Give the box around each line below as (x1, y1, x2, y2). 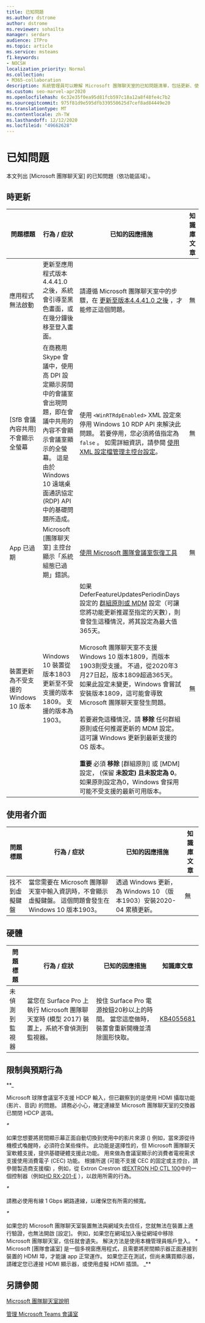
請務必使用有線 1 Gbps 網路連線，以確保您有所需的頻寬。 (6, 1197, 149, 1205)
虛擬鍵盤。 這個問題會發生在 (28, 896, 110, 905)
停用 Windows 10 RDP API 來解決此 (79, 420, 181, 428)
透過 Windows (115, 878, 157, 886)
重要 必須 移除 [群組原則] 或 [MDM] (79, 759, 180, 768)
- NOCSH (6, 60, 26, 66)
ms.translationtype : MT (6, 105, 67, 112)
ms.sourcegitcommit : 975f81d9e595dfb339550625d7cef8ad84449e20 (6, 100, 171, 106)
